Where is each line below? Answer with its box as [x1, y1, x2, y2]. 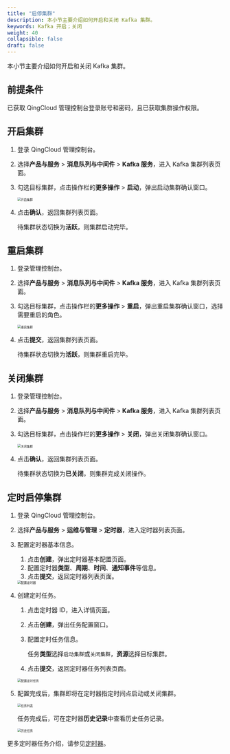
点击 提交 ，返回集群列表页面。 [16, 335, 102, 344]
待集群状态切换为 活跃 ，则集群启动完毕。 [16, 222, 132, 231]
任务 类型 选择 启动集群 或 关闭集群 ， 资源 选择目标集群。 [27, 650, 171, 658]
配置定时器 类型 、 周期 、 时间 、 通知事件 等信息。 [27, 564, 160, 572]
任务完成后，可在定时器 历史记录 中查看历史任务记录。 [16, 714, 168, 723]
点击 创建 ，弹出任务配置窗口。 [27, 620, 112, 629]
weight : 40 [7, 29, 38, 36]
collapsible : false [7, 36, 63, 43]
